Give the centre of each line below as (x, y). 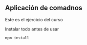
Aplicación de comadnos (44, 8)
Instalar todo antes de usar (32, 29)
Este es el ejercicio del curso (34, 19)
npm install (17, 38)
